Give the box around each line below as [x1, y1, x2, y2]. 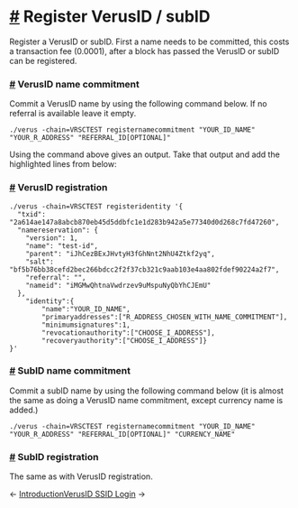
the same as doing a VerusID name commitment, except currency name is [9, 394, 284, 405]
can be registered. [9, 55, 77, 66]
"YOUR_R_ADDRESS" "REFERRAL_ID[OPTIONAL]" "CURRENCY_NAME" [9, 429, 236, 439]
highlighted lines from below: [9, 159, 117, 170]
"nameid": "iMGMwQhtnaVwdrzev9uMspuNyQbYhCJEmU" [25, 281, 212, 290]
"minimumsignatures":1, [41, 320, 131, 329]
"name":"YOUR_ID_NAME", [41, 304, 131, 313]
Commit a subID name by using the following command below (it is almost [9, 385, 284, 396]
